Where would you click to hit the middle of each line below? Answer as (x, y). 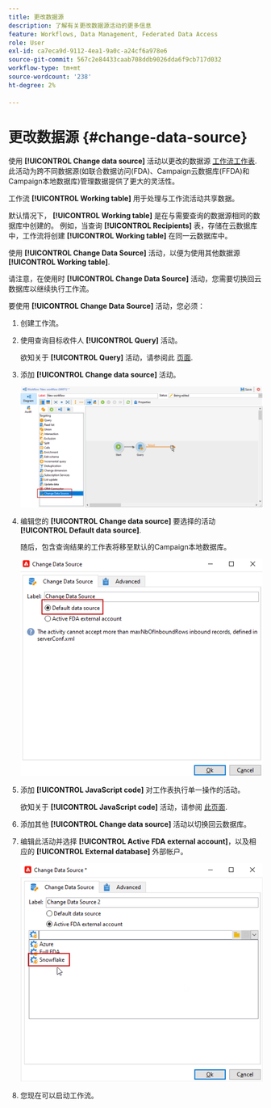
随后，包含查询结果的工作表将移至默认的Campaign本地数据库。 (125, 546)
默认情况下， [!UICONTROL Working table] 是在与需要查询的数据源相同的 (131, 216)
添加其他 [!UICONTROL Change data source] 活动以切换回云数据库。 (135, 824)
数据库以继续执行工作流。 (51, 289)
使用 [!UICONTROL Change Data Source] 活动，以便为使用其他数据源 (124, 253)
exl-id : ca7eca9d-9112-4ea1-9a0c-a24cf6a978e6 (88, 51)
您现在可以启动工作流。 (59, 1095)
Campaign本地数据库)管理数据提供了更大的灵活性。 (94, 181)
